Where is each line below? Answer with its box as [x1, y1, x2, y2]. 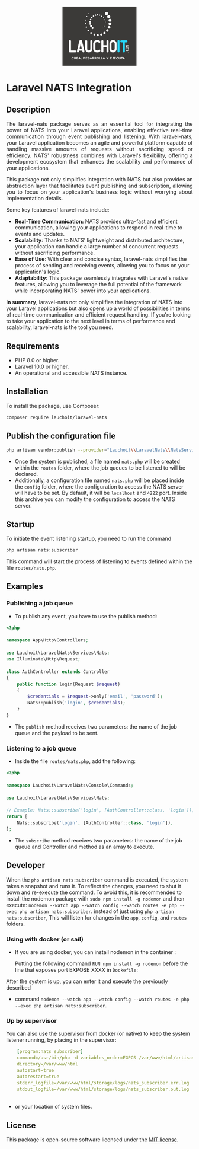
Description [6, 104, 50, 114]
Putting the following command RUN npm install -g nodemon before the [14, 960, 188, 967]
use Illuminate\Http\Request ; [6, 656, 81, 662]
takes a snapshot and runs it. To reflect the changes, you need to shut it [6, 882, 182, 889]
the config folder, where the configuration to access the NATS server [14, 483, 184, 490]
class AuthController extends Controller [6, 668, 110, 675]
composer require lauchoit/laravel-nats [6, 414, 108, 420]
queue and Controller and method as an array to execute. [14, 843, 155, 850]
